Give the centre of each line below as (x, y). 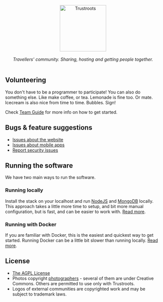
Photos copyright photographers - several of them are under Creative (83, 278)
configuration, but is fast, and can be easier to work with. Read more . (76, 212)
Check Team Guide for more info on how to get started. (61, 112)
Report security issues (35, 150)
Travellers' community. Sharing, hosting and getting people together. (83, 59)
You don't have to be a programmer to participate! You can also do (73, 92)
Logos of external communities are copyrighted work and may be (79, 289)
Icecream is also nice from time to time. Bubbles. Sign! (61, 102)
